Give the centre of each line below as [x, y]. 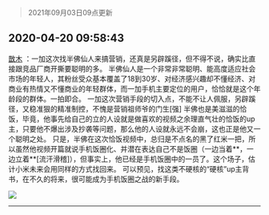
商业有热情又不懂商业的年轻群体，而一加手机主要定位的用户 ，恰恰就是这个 [131, 88]
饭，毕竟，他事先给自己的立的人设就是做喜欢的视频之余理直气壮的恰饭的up [132, 119]
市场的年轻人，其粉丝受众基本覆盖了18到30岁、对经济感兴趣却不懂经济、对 [132, 79]
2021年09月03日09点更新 [70, 12]
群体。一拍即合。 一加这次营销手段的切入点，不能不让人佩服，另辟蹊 [143, 99]
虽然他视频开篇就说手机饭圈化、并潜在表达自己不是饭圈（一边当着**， [131, 148]
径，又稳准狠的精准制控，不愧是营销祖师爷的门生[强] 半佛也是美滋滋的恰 [128, 108]
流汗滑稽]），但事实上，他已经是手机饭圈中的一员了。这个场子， [144, 159]
